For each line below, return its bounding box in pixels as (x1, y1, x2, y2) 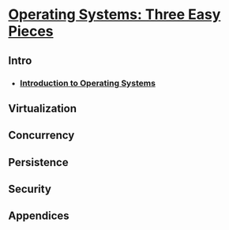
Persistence (8, 156, 69, 169)
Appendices (8, 209, 69, 223)
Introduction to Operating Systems (19, 77, 156, 89)
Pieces (8, 22, 54, 40)
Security (8, 183, 51, 196)
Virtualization (8, 101, 77, 115)
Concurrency (8, 129, 75, 142)
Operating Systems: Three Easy (8, 6, 221, 24)
